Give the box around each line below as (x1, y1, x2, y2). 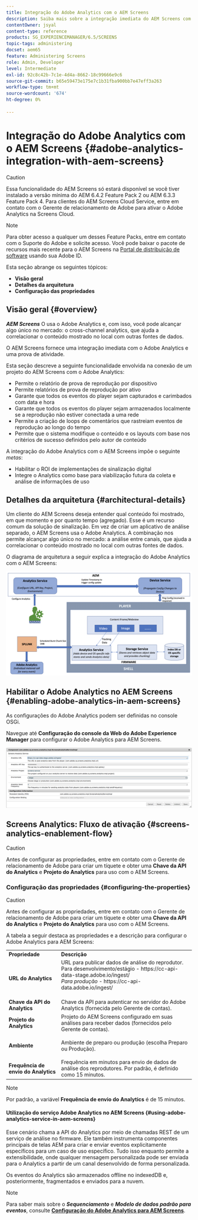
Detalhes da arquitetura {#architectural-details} (6, 495, 186, 505)
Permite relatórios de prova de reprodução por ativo (14, 386, 141, 393)
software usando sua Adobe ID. (6, 252, 82, 259)
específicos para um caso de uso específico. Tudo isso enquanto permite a (6, 1147, 189, 1154)
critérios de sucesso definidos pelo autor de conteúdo (14, 436, 147, 443)
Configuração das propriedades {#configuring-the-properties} (6, 883, 190, 891)
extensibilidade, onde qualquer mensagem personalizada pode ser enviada (6, 1153, 189, 1160)
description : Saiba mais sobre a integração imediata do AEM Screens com (6, 15, 192, 22)
